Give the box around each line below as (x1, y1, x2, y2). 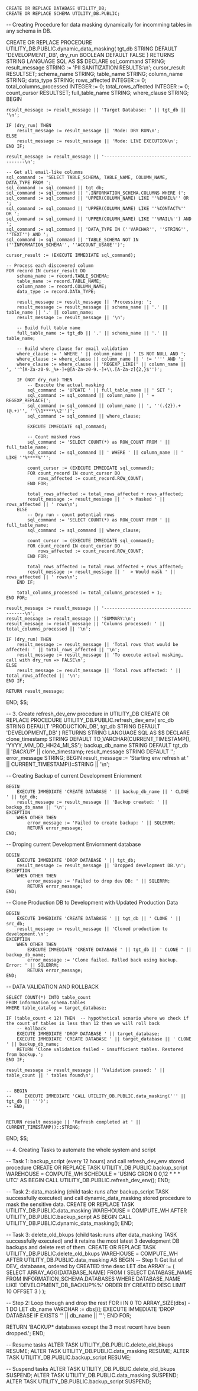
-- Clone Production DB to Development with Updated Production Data (6, 899, 178, 906)
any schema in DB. (6, 27, 52, 34)
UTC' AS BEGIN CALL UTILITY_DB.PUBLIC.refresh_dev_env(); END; (6, 1177, 170, 1183)
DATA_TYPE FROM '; (6, 180, 51, 186)
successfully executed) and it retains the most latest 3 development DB (6, 1237, 180, 1244)
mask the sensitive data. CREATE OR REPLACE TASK (6, 1201, 135, 1208)
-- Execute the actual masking (27, 382, 105, 388)
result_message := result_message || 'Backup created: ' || (17, 799, 168, 805)
